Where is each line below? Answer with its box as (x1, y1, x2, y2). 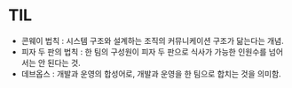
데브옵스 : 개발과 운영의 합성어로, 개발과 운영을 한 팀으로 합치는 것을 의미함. (20, 68, 281, 79)
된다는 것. (47, 57, 81, 68)
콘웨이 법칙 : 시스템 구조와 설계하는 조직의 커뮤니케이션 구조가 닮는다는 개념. (20, 35, 285, 46)
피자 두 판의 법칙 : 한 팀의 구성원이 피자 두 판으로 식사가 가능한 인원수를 (20, 46, 267, 57)
